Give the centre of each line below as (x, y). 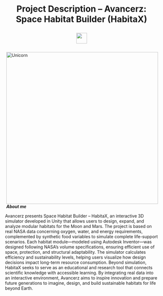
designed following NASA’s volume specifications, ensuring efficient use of (80, 247)
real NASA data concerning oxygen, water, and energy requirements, (74, 231)
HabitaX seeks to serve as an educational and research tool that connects (79, 268)
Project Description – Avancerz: (81, 9)
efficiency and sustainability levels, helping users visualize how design (76, 257)
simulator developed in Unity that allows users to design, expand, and (75, 221)
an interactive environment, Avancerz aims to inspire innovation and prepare (81, 278)
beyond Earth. (19, 288)
